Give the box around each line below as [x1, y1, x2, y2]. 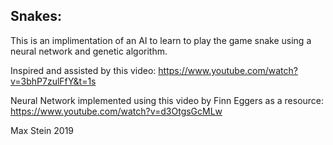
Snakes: [10, 8, 63, 25]
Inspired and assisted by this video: [10, 64, 157, 76]
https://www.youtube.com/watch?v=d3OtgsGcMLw [10, 105, 223, 117]
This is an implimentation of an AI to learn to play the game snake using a [10, 34, 312, 46]
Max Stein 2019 [10, 124, 75, 136]
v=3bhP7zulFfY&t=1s [10, 75, 97, 87]
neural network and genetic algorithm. [10, 45, 168, 57]
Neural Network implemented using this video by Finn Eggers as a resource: [10, 94, 325, 106]
